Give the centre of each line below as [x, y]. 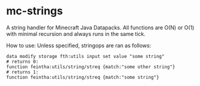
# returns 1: [22, 72]
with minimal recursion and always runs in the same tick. [76, 33]
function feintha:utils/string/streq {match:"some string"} [83, 77]
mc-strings [34, 11]
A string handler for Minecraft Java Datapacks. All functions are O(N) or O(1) [100, 27]
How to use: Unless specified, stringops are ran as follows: [79, 45]
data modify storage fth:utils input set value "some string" [85, 56]
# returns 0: [22, 62]
